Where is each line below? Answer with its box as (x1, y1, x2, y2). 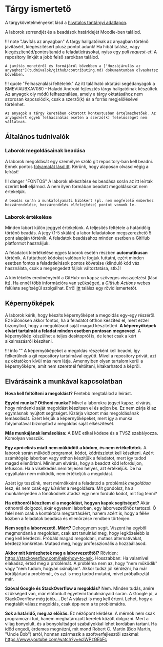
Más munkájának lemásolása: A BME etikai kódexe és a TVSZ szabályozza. (5, 430, 159, 436)
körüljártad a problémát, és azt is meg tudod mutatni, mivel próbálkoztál (5, 570, 149, 577)
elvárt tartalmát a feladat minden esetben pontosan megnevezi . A (5, 328, 141, 334)
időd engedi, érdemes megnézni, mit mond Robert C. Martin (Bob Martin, (5, 626, 152, 632)
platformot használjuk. (5, 240, 50, 246)
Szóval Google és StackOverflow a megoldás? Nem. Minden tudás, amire (5, 585, 155, 591)
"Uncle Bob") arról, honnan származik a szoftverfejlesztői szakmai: (5, 631, 140, 637)
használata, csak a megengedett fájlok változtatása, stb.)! (5, 265, 121, 271)
